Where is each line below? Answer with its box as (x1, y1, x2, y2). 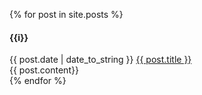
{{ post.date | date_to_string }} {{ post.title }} (9, 54, 192, 66)
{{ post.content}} (9, 64, 79, 76)
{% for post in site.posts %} (9, 9, 124, 20)
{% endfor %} (9, 75, 67, 87)
